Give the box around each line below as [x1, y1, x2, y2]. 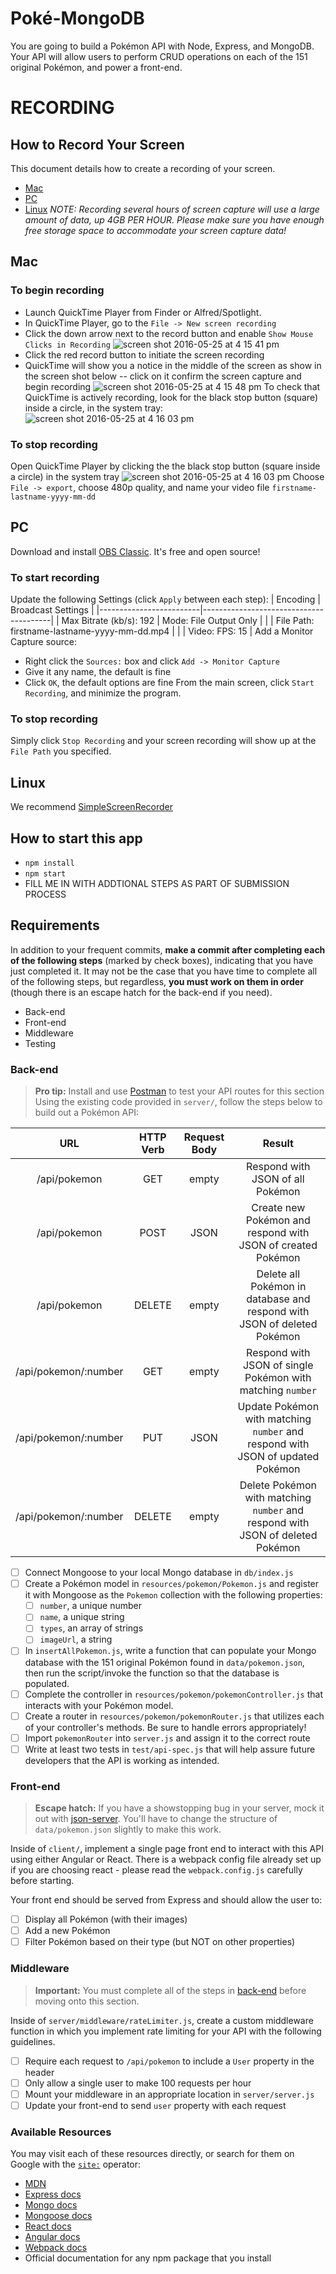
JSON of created [238, 1238, 318, 1252]
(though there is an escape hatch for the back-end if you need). [10, 986, 273, 998]
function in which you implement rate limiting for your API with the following [10, 2025, 322, 2037]
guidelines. [10, 2035, 56, 2047]
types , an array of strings [39, 1622, 144, 1634]
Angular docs [24, 2231, 81, 2243]
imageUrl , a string [39, 1633, 113, 1646]
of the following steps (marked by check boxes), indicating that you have [10, 954, 314, 966]
